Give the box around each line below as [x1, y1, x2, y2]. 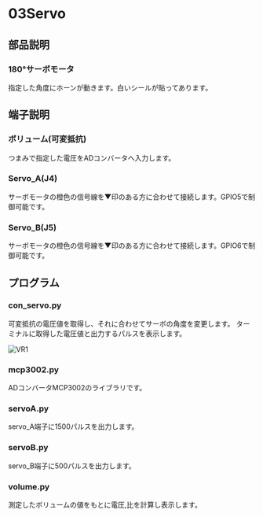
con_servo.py [8, 300, 62, 311]
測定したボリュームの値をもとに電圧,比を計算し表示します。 [8, 500, 202, 510]
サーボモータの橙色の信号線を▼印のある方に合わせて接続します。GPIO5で [8, 192, 249, 201]
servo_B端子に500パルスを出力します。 [8, 461, 136, 471]
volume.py [8, 481, 50, 492]
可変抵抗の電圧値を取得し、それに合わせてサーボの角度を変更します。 [8, 319, 235, 328]
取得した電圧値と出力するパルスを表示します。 [35, 328, 187, 338]
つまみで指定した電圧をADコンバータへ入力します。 [8, 153, 176, 162]
